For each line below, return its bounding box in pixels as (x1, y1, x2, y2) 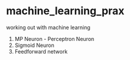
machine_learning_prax (6, 4, 125, 18)
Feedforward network (14, 48, 68, 55)
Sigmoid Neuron (14, 42, 55, 49)
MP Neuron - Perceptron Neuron (14, 35, 95, 42)
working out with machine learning (6, 24, 90, 31)
